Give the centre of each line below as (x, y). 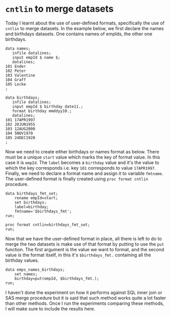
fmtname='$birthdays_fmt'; (43, 211)
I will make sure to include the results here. (50, 308)
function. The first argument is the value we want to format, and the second (85, 249)
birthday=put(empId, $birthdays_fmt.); (57, 278)
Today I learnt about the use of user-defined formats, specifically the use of (85, 23)
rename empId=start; (36, 198)
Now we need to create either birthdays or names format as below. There (82, 151)
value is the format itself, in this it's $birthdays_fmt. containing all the (78, 255)
